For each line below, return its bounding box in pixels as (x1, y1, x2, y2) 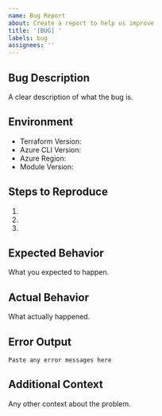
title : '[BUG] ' (8, 26, 62, 34)
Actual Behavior (8, 291, 90, 304)
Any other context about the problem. (8, 398, 131, 408)
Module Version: (19, 161, 74, 172)
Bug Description (8, 71, 90, 85)
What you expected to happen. (8, 267, 110, 277)
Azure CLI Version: (19, 145, 82, 154)
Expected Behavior (8, 246, 105, 260)
